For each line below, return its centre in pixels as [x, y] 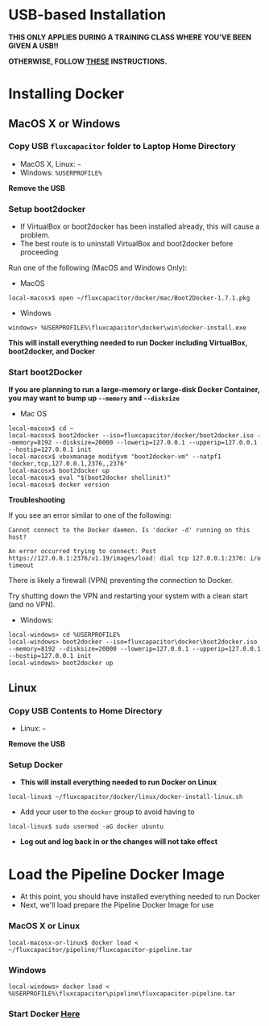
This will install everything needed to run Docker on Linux [118, 782]
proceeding [39, 252]
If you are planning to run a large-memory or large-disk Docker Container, [134, 390]
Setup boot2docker [47, 209]
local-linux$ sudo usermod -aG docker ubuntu [86, 827]
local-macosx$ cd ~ [41, 428]
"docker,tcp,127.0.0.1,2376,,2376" [68, 464]
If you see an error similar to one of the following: [90, 515]
